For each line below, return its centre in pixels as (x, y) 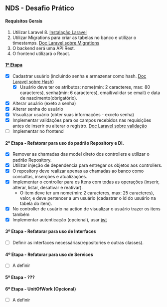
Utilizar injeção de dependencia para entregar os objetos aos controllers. (87, 165)
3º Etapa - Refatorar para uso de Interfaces (51, 231)
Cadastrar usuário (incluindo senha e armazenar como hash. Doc (79, 76)
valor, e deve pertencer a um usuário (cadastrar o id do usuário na (88, 198)
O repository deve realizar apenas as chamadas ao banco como (78, 171)
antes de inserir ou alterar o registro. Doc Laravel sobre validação (80, 126)
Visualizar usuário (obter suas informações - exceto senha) (73, 115)
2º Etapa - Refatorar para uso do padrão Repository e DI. (65, 143)
